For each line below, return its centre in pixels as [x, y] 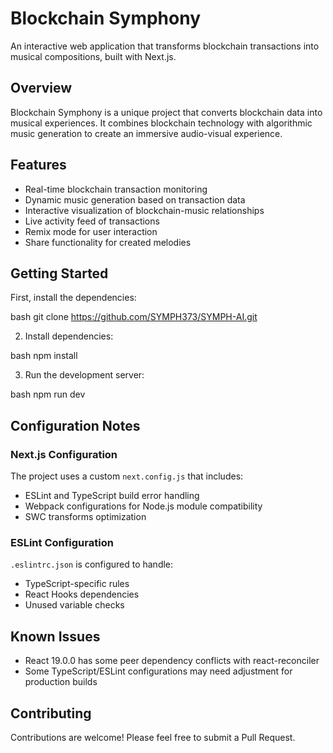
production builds [61, 682]
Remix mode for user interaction [91, 231]
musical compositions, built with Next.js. [93, 56]
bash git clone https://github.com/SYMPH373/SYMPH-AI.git [134, 317]
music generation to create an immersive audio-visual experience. [146, 133]
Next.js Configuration [64, 454]
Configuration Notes [75, 425]
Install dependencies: [69, 336]
